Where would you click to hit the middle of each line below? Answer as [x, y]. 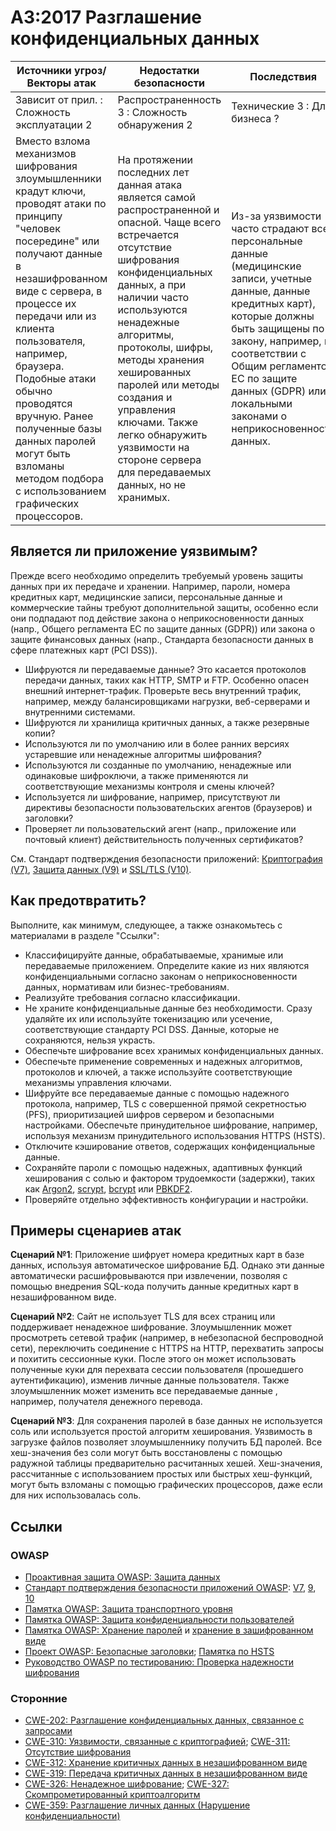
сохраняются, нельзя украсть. [90, 1040]
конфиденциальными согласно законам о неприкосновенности [161, 976]
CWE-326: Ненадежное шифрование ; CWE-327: [127, 1784]
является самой [156, 197]
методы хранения [161, 359]
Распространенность [169, 99]
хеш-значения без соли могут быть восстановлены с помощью [146, 1453]
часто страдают [270, 228]
